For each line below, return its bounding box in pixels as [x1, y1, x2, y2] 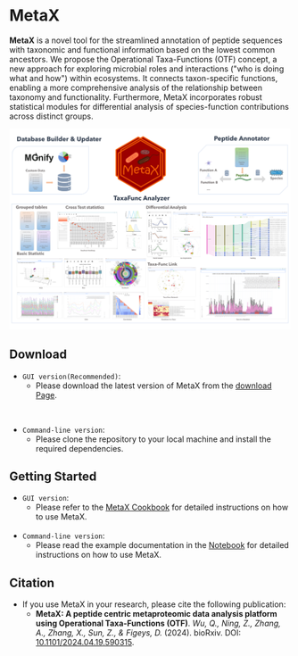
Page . [35, 389, 58, 400]
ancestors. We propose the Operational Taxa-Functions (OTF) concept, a [9, 54, 277, 64]
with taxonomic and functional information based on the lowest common [9, 44, 275, 54]
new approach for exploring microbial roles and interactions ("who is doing [9, 63, 285, 74]
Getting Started [9, 469, 97, 484]
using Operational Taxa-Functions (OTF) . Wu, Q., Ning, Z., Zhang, [35, 618, 281, 629]
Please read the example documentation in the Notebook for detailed [35, 540, 290, 551]
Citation [9, 575, 55, 590]
